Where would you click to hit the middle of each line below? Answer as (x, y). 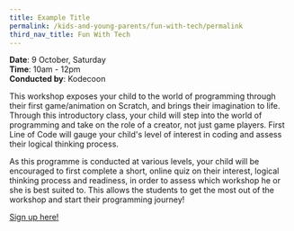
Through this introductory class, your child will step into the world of (136, 115)
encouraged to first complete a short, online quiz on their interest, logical (144, 171)
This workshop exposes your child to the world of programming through (143, 96)
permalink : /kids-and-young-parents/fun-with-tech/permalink (126, 26)
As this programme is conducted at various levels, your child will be (134, 162)
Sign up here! (34, 218)
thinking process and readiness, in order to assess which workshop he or (145, 181)
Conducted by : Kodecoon (58, 79)
